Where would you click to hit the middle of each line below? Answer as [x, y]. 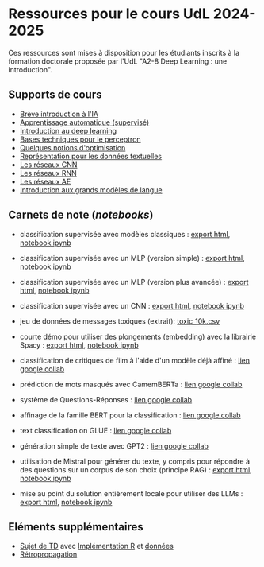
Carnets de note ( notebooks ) [81, 215]
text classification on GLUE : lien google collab [96, 430]
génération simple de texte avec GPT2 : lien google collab [114, 445]
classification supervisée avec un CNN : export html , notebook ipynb [132, 305]
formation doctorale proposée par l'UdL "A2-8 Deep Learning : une [118, 61]
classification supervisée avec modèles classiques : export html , [125, 234]
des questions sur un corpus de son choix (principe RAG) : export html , [136, 469]
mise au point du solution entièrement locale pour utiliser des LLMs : [131, 493]
